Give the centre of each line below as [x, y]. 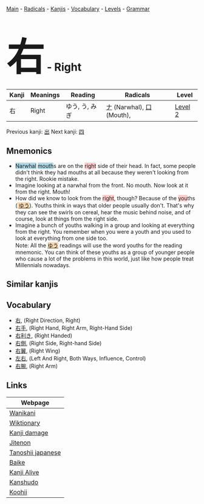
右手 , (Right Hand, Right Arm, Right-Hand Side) [74, 327]
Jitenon [20, 443]
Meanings [45, 95]
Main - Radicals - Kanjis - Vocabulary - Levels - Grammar [78, 9]
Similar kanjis [32, 285]
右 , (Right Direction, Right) [48, 320]
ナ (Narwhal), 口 [129, 107]
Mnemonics [29, 151]
